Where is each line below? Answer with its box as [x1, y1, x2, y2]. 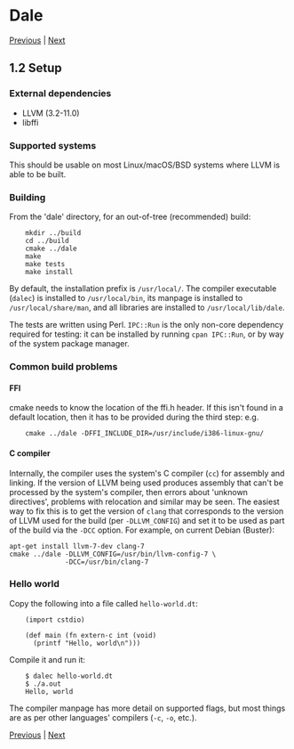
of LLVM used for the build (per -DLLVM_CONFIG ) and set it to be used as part [9, 515, 285, 525]
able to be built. [9, 168, 67, 179]
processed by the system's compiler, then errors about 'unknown [9, 486, 249, 497]
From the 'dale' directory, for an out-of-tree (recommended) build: [9, 211, 251, 223]
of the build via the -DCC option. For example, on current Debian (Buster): [9, 525, 275, 535]
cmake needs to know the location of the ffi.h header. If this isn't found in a [9, 403, 284, 413]
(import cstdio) [25, 615, 86, 624]
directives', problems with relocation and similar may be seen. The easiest [9, 496, 280, 507]
